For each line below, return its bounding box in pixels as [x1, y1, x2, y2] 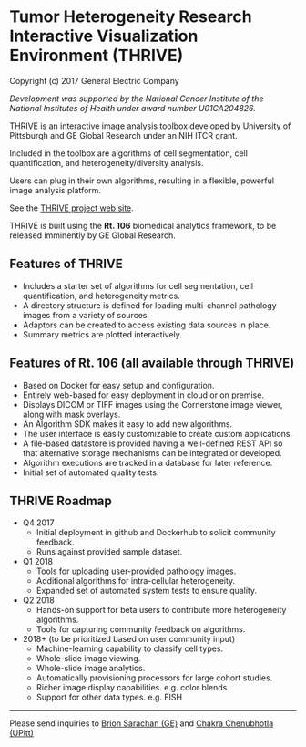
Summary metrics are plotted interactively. [22, 328, 182, 339]
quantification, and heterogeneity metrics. [22, 290, 180, 301]
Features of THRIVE [9, 256, 123, 272]
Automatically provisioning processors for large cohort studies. [36, 672, 273, 683]
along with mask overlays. [22, 409, 121, 420]
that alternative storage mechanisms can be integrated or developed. [22, 447, 282, 458]
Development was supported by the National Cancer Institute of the [9, 93, 264, 104]
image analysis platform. [9, 184, 102, 195]
